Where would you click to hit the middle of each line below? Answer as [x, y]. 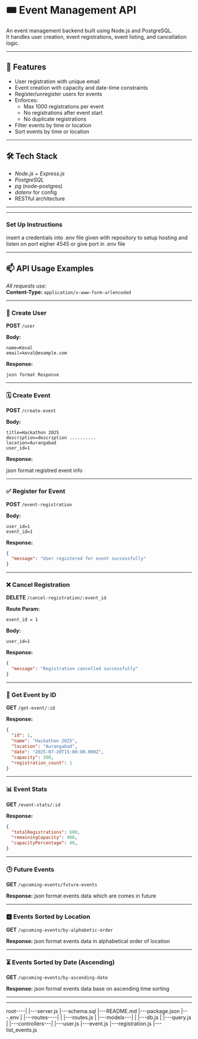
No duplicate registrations [55, 119]
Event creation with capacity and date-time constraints [81, 87]
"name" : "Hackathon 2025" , [44, 741]
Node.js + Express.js [39, 173]
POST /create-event [31, 410]
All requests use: [27, 286]
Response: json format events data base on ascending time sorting [88, 988]
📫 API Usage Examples [50, 268]
